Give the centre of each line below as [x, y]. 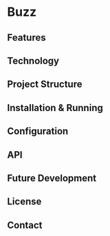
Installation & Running [55, 108]
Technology [33, 60]
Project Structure [45, 85]
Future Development [52, 178]
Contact [25, 225]
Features [26, 38]
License [24, 202]
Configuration [38, 131]
